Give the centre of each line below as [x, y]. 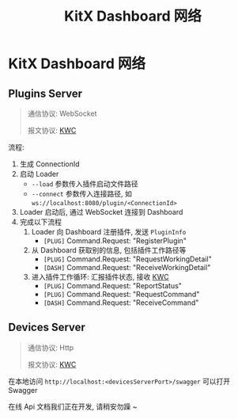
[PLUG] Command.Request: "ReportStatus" [112, 286]
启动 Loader [39, 174]
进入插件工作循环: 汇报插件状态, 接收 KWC [100, 277]
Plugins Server [45, 93]
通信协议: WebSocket [62, 113]
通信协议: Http [51, 347]
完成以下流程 [40, 222]
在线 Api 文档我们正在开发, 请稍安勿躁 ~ [73, 406]
